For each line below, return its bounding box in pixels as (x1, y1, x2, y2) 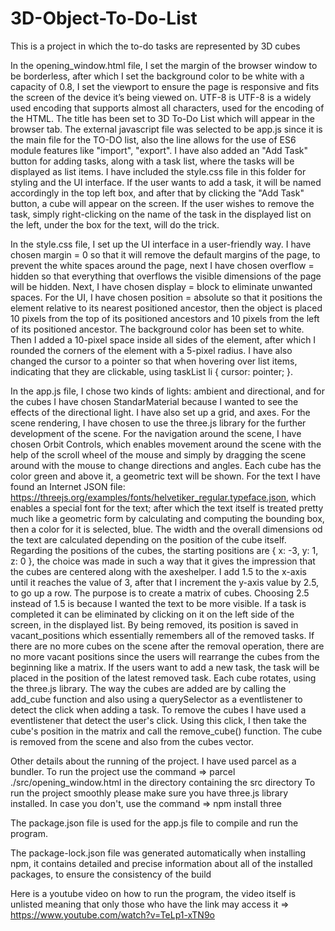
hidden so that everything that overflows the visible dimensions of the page (10, 270, 322, 282)
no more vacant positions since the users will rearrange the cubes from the (10, 650, 320, 662)
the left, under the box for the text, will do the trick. (10, 218, 220, 231)
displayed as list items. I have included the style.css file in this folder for (10, 165, 307, 177)
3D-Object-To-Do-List (10, 7, 198, 30)
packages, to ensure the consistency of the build (10, 868, 212, 880)
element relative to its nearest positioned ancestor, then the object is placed (10, 302, 323, 314)
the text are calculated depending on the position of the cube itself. (10, 533, 287, 546)
